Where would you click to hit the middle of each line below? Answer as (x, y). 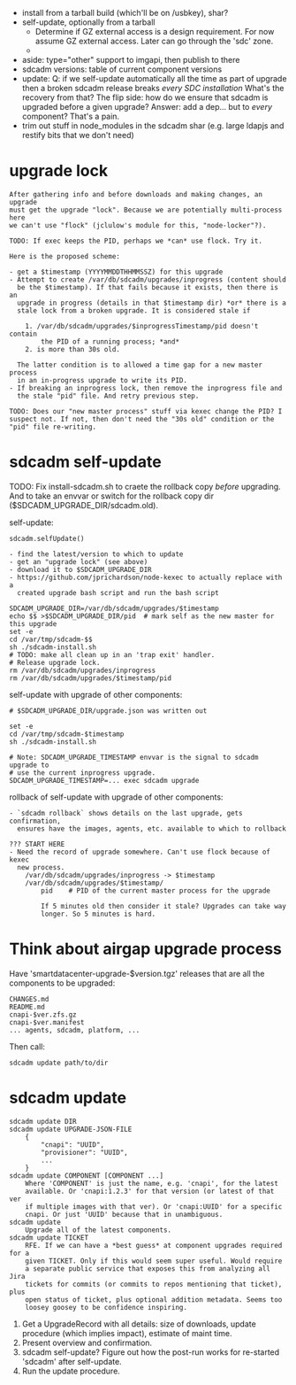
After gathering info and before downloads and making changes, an (136, 194)
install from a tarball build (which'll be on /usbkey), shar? (125, 13)
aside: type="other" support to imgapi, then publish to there (131, 60)
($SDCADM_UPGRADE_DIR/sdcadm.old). (84, 505)
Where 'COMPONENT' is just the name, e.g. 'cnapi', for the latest (152, 1183)
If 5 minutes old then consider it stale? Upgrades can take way (164, 906)
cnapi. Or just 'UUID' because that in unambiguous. (124, 1214)
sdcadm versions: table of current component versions (122, 69)
